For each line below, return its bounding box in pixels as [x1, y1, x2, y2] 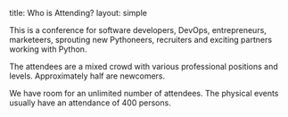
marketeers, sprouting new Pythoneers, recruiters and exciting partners [9, 35, 273, 45]
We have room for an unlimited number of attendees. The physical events [9, 88, 279, 98]
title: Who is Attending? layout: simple [9, 8, 147, 18]
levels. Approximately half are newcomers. [9, 71, 166, 81]
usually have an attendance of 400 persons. [9, 97, 171, 108]
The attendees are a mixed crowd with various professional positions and [9, 62, 278, 71]
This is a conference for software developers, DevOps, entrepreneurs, [9, 25, 267, 35]
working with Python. [9, 44, 87, 54]
